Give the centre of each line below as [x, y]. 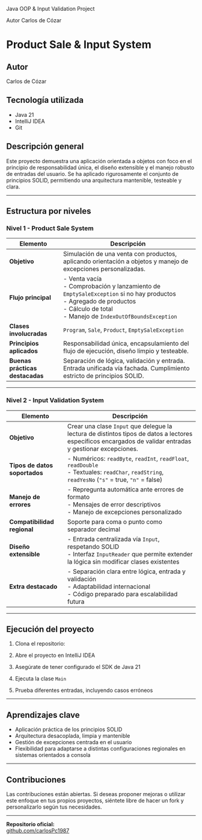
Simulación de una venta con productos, [120, 254]
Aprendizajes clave [43, 715]
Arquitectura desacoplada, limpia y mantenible [72, 736]
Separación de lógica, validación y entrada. [124, 361]
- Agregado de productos [99, 302]
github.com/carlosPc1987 [38, 831]
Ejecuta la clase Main [41, 679]
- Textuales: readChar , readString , [115, 472]
